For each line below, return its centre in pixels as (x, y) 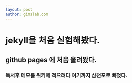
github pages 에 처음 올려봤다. (51, 60)
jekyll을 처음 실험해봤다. (53, 40)
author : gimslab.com (27, 14)
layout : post (19, 10)
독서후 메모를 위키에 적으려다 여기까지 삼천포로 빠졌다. (66, 75)
